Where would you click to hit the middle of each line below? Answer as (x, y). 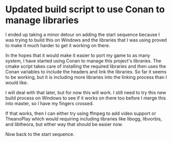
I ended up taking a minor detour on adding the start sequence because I (83, 34)
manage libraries (42, 20)
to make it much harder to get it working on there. (58, 45)
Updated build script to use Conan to (85, 9)
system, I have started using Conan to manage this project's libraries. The (83, 60)
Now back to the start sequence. (40, 134)
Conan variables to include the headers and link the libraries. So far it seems (86, 72)
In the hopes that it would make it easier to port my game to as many (78, 55)
